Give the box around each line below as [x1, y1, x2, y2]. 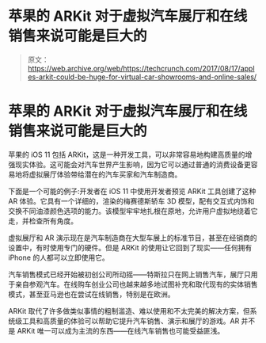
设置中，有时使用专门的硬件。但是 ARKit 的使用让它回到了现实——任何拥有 [8, 242, 253, 252]
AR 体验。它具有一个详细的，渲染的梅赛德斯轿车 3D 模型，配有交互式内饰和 [8, 196, 255, 206]
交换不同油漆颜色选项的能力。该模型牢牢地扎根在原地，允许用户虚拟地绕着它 [8, 206, 258, 215]
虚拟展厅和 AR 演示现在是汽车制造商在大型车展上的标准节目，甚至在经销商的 [8, 233, 257, 242]
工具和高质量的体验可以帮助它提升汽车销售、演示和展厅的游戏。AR [21, 316, 240, 326]
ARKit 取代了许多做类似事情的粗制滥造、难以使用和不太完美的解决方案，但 [8, 306, 251, 315]
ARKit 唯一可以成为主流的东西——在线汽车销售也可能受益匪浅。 [17, 326, 225, 335]
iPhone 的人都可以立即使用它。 [8, 253, 109, 262]
